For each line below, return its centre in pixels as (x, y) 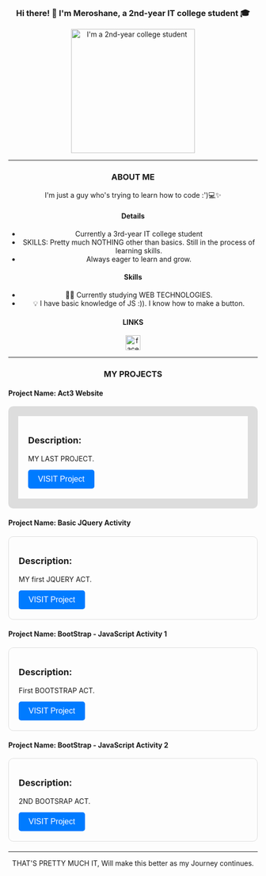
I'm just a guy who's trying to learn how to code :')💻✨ (133, 195)
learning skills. (139, 250)
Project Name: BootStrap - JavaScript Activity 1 (88, 634)
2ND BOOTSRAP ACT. (55, 801)
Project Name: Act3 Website (56, 393)
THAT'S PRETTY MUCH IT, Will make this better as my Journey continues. (133, 863)
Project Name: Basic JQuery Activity (70, 523)
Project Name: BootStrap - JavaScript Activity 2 (88, 745)
